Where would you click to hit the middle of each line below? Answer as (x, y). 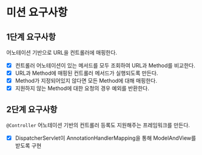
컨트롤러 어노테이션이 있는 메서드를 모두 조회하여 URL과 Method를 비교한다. (105, 65)
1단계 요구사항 (31, 37)
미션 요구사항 (37, 12)
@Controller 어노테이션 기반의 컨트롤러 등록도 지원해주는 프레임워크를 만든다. (98, 125)
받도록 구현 (28, 146)
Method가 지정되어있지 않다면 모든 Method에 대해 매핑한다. (86, 81)
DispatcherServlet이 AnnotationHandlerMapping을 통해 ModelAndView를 (106, 138)
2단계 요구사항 (32, 109)
